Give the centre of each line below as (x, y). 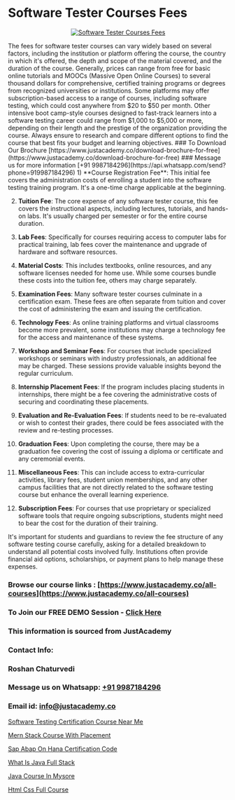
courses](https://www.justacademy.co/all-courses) (99, 593)
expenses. (23, 567)
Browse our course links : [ (54, 585)
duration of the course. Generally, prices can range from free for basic (109, 68)
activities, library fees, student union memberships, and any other (113, 480)
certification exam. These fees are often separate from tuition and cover (122, 301)
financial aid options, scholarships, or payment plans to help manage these (116, 559)
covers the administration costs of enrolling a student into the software (110, 179)
